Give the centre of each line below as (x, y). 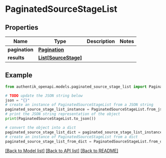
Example (19, 75)
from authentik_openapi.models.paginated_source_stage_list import (76, 87)
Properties (22, 27)
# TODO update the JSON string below (44, 96)
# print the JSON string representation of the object (63, 114)
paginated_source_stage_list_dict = (43, 132)
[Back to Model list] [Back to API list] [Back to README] (62, 151)
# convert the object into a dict (41, 127)
